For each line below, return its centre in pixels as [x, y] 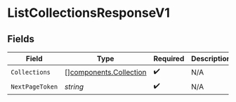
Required [169, 59]
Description [211, 59]
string [74, 87]
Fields [21, 39]
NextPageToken [34, 87]
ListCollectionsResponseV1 [88, 13]
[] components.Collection [105, 72]
